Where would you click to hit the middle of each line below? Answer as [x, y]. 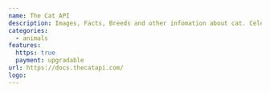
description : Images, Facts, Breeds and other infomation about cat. [127, 23]
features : [25, 46]
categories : [28, 30]
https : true [36, 53]
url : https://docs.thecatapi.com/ [66, 68]
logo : [17, 75]
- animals [32, 38]
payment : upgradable [50, 61]
